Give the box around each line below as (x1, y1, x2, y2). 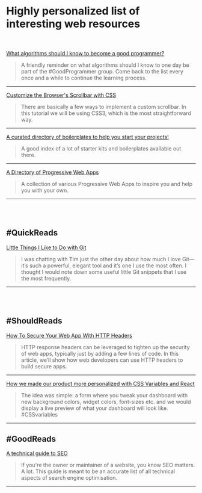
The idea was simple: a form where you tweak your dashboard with (20, 391, 188, 398)
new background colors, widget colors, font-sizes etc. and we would (20, 398, 191, 405)
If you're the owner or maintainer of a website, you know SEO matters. (20, 462, 195, 469)
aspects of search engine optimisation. (20, 474, 118, 482)
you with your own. (20, 187, 69, 194)
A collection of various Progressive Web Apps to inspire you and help (20, 180, 193, 187)
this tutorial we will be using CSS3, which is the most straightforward (20, 110, 191, 117)
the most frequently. (20, 274, 72, 282)
